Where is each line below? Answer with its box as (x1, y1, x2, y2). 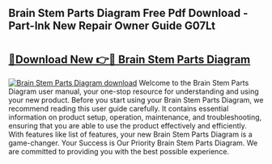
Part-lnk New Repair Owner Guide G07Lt (8, 19, 216, 33)
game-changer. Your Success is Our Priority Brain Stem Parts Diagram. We (8, 138, 258, 148)
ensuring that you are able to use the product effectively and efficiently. (8, 121, 247, 130)
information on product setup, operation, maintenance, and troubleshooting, (8, 112, 262, 122)
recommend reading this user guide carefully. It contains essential (8, 104, 229, 113)
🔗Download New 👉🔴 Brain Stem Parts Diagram (8, 53, 251, 66)
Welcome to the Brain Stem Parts (138, 78, 249, 87)
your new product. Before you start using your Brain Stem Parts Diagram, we (8, 95, 264, 104)
